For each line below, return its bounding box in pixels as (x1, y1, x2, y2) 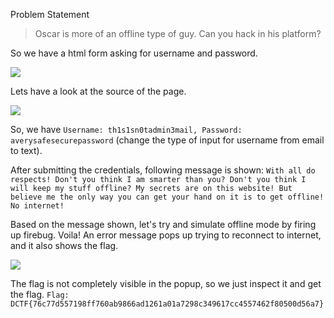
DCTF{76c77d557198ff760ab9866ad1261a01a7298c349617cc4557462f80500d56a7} (10, 299, 325, 309)
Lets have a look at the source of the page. (10, 85, 187, 97)
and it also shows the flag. (10, 240, 119, 251)
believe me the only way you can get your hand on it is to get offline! (10, 192, 325, 202)
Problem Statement (10, 9, 90, 20)
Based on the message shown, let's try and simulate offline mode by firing (10, 219, 317, 230)
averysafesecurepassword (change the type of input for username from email (10, 134, 325, 146)
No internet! (10, 201, 65, 211)
